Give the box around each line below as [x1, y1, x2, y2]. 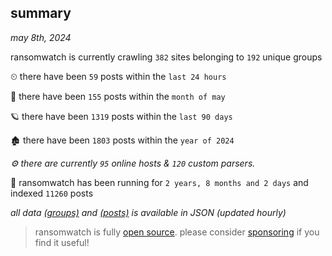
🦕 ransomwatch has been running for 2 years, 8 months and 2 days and [10, 176, 309, 188]
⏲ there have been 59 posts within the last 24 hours [10, 70, 227, 82]
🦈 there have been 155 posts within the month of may [10, 90, 226, 102]
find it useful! [34, 236, 90, 248]
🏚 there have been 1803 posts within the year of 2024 [10, 134, 235, 146]
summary [10, 5, 72, 22]
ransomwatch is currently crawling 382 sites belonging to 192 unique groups [10, 51, 323, 63]
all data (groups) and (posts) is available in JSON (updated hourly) [10, 206, 287, 218]
